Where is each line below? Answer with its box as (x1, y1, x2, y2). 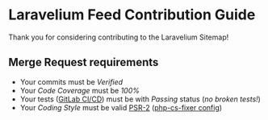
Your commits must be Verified (19, 77, 124, 86)
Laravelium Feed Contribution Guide (8, 6, 256, 24)
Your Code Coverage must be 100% (19, 85, 140, 95)
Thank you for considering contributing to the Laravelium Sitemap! (8, 32, 229, 42)
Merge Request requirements (8, 56, 159, 69)
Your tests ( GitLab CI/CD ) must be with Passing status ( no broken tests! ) (19, 94, 261, 104)
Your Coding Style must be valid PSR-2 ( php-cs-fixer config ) (19, 102, 223, 112)
